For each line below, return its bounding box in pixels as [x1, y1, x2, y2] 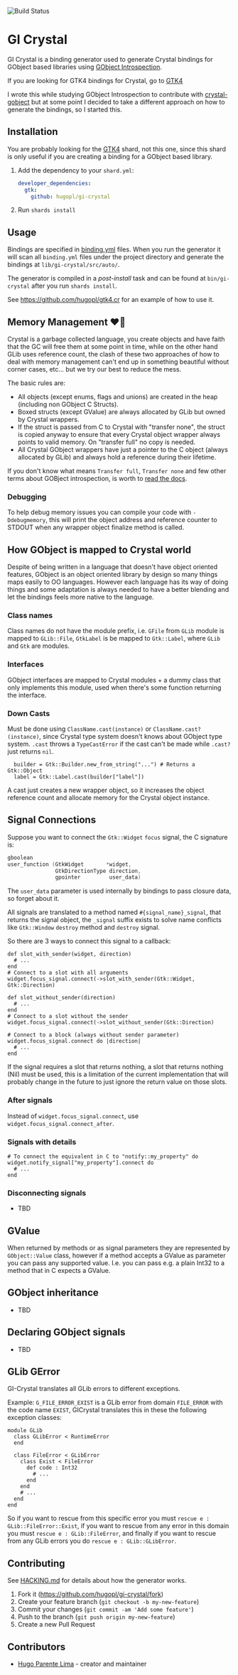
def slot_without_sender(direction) [7, 994, 116, 1002]
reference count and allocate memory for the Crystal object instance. [7, 793, 210, 802]
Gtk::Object [7, 767, 43, 774]
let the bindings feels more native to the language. [7, 593, 154, 602]
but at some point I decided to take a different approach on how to [31, 97, 225, 106]
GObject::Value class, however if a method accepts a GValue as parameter [7, 1251, 226, 1260]
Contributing [7, 1557, 65, 1569]
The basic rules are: [7, 379, 66, 387]
